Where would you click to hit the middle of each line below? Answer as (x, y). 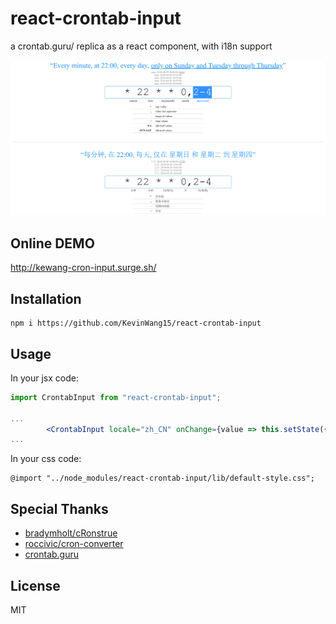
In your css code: (46, 459)
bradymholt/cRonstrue (71, 533)
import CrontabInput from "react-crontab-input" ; (116, 397)
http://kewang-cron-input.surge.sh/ (83, 268)
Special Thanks (59, 508)
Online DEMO (52, 243)
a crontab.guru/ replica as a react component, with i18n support (141, 46)
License (35, 585)
